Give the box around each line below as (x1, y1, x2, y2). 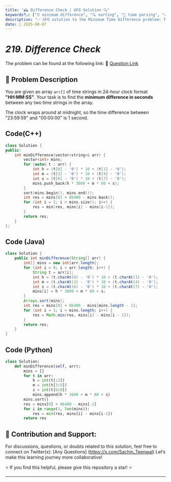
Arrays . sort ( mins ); (23, 298, 65, 303)
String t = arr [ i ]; (32, 270, 74, 275)
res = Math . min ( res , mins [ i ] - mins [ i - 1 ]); (32, 313, 131, 318)
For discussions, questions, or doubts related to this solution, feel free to (5, 443, 157, 449)
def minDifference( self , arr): (14, 363, 81, 369)
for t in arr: (23, 373, 53, 378)
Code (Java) (5, 237, 45, 246)
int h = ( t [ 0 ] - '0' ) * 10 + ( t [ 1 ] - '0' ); (32, 166, 126, 172)
